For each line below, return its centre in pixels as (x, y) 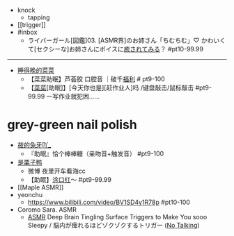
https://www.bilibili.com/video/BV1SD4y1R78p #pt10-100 (109, 202)
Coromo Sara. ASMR (47, 209)
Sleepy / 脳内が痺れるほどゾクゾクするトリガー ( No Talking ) (114, 225)
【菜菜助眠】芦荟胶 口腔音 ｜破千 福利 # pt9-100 (96, 79)
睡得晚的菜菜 (36, 70)
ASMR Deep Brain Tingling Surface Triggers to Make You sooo (117, 217)
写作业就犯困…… (76, 96)
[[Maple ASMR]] (40, 187)
